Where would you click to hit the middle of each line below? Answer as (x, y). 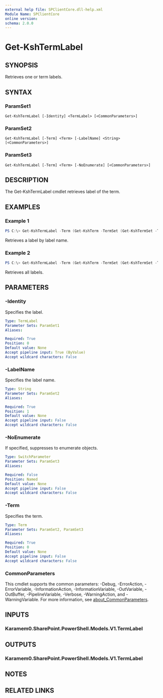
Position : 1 (17, 411)
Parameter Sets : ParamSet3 (32, 462)
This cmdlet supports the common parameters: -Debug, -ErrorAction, (74, 584)
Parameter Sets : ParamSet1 (32, 325)
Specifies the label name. (30, 380)
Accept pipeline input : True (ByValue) (45, 353)
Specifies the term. (24, 516)
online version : (21, 19)
